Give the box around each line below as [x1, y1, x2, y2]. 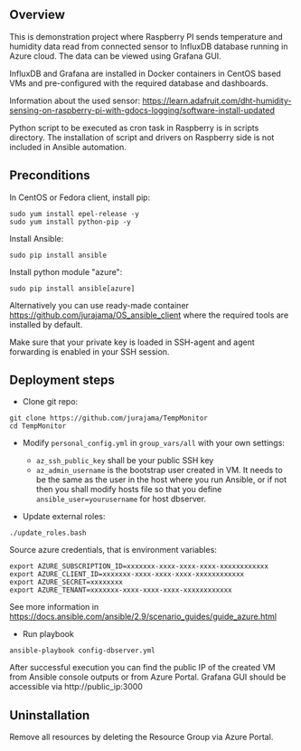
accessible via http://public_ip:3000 [9, 681, 143, 692]
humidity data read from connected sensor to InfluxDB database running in [9, 41, 288, 52]
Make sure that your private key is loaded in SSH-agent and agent [9, 337, 255, 347]
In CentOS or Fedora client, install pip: [9, 192, 151, 203]
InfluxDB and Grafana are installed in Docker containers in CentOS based [9, 68, 282, 79]
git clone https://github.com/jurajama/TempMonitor [9, 414, 208, 423]
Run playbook [22, 629, 74, 640]
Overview [9, 7, 66, 23]
